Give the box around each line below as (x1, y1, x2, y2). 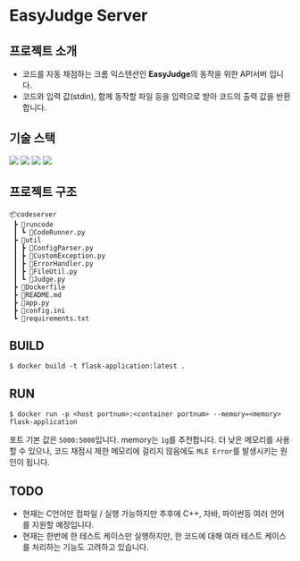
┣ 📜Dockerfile (12, 283, 66, 292)
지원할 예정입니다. (31, 520, 95, 531)
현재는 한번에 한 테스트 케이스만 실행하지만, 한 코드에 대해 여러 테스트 (21, 531, 263, 541)
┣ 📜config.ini (12, 306, 66, 315)
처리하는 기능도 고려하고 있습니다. (31, 542, 149, 553)
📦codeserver (9, 209, 57, 219)
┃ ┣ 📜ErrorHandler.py (12, 259, 94, 268)
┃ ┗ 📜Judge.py (12, 275, 66, 284)
